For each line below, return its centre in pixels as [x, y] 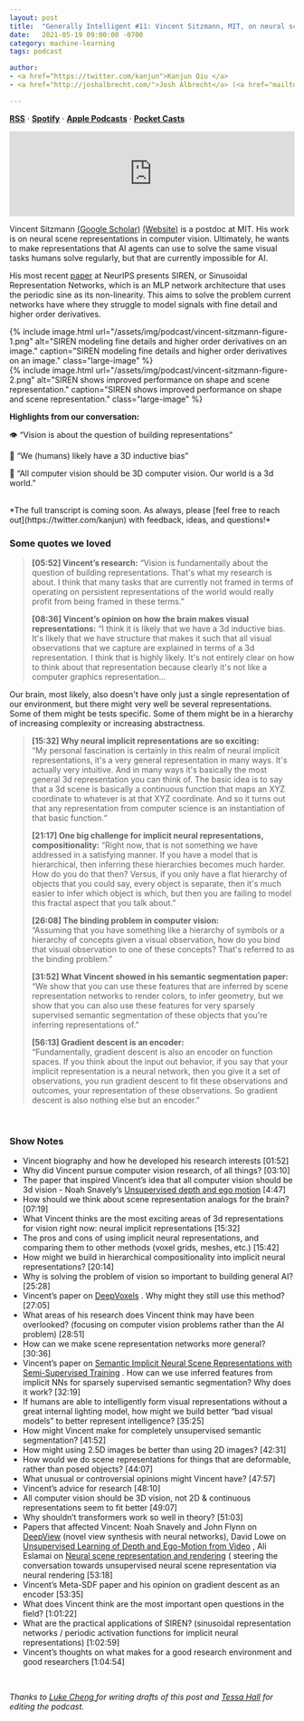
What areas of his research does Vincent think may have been [138, 1315]
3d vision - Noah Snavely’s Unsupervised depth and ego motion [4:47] [154, 1190]
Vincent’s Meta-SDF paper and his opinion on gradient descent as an [151, 1585]
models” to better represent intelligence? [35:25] [114, 1421]
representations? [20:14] [68, 1267]
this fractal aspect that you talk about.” [104, 903]
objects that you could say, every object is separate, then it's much [157, 884]
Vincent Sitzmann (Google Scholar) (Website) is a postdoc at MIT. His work [149, 228]
